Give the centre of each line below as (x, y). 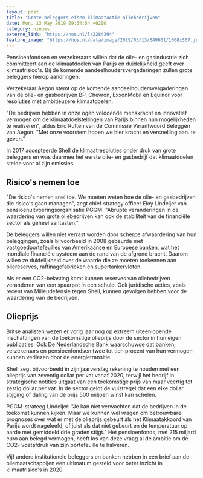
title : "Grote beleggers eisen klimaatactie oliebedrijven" (84, 18)
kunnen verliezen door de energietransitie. (59, 357)
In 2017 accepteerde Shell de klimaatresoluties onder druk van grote (91, 150)
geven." (16, 139)
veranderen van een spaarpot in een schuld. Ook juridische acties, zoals (96, 285)
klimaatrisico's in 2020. (35, 470)
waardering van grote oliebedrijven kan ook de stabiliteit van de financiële (98, 216)
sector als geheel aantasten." (43, 222)
